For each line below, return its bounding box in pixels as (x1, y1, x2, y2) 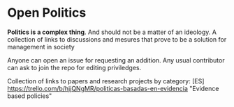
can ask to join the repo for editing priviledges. (7, 63, 142, 72)
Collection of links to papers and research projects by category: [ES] (7, 76, 205, 85)
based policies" (7, 92, 52, 100)
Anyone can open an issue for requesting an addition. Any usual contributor (7, 56, 225, 64)
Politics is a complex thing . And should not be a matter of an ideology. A (7, 28, 217, 36)
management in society (7, 42, 75, 51)
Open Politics (7, 5, 87, 21)
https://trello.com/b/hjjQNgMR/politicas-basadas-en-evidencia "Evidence (7, 84, 219, 92)
